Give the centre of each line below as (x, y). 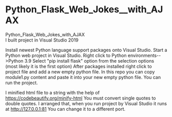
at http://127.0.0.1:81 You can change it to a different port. (65, 109)
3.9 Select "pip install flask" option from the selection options (89, 61)
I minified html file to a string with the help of (53, 92)
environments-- (144, 55)
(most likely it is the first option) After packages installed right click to (79, 66)
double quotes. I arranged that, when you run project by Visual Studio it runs (86, 103)
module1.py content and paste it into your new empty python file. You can (83, 77)
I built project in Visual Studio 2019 (42, 40)
